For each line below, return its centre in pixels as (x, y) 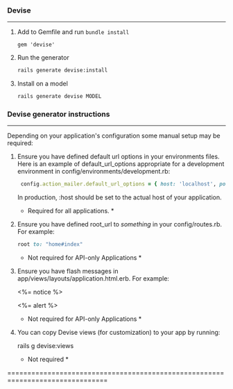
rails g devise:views (45, 346)
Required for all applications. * (71, 211)
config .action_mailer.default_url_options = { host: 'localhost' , (119, 184)
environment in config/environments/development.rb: (94, 172)
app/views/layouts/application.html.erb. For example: (93, 279)
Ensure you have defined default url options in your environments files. (118, 157)
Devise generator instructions (59, 114)
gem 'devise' (36, 45)
